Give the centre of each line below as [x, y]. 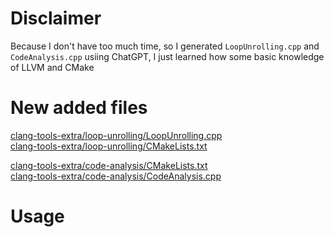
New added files [79, 108]
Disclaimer [56, 18]
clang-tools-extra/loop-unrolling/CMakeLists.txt [109, 146]
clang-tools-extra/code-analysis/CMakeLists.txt [109, 165]
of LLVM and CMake [52, 67]
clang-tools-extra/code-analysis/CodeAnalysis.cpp [116, 176]
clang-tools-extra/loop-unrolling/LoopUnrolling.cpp [116, 135]
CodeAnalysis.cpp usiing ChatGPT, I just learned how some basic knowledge [167, 56]
